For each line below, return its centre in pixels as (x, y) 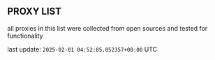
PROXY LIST (34, 12)
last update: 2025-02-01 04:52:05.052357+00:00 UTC (82, 49)
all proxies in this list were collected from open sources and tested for (107, 28)
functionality (25, 36)
